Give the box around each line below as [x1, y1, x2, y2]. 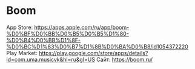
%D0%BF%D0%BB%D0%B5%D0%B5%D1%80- [6, 30, 129, 37]
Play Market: [6, 49, 38, 56]
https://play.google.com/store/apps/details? [38, 49, 148, 56]
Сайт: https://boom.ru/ [96, 56, 153, 63]
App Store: [6, 24, 33, 31]
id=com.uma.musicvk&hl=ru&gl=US [6, 56, 96, 63]
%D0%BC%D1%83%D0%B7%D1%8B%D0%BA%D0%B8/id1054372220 [6, 43, 189, 50]
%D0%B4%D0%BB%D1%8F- [6, 36, 81, 44]
